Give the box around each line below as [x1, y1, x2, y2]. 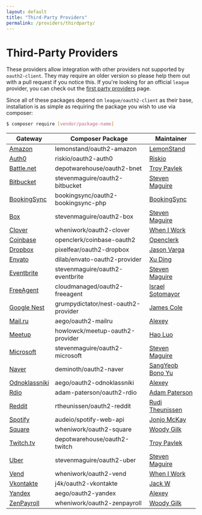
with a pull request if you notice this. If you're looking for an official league [6, 79, 189, 86]
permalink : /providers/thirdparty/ [6, 20, 96, 26]
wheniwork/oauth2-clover [55, 226, 130, 235]
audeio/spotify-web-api [55, 416, 124, 424]
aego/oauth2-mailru [55, 317, 113, 325]
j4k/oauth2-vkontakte [55, 480, 118, 488]
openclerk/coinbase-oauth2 [55, 236, 136, 244]
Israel [149, 282, 165, 291]
